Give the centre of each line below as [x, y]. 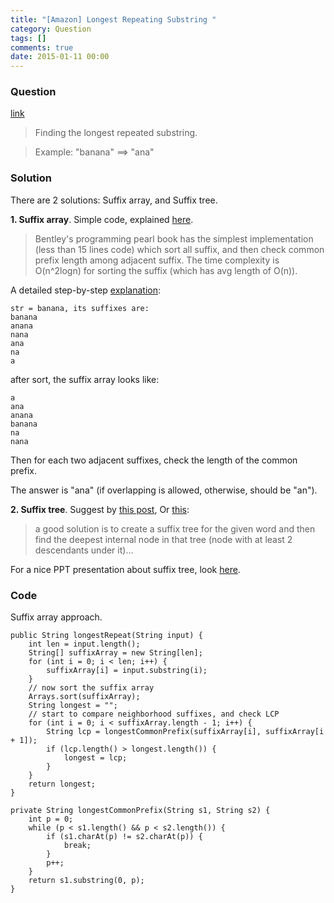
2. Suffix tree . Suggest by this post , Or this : [100, 509]
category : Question [51, 29]
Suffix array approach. [56, 617]
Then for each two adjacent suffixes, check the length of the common [154, 460]
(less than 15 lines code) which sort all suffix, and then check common [179, 249]
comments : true [42, 47]
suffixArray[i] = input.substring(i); [127, 671]
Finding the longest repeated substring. [116, 133]
